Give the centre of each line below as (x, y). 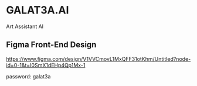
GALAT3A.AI (38, 10)
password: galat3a (28, 76)
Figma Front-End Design (51, 45)
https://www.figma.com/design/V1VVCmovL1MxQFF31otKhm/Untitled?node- (98, 59)
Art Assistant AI (25, 26)
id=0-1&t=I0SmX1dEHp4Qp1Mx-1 (46, 65)
